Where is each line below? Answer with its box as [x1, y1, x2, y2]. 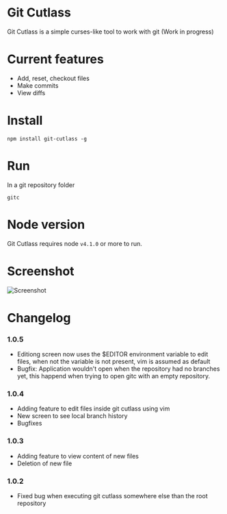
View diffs [16, 88, 46, 97]
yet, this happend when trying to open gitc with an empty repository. [16, 372, 211, 380]
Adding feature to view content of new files [16, 452, 139, 460]
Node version [7, 217, 85, 232]
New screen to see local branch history [16, 412, 128, 420]
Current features [7, 51, 104, 67]
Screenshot [7, 263, 75, 279]
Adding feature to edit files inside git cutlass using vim [16, 404, 170, 413]
